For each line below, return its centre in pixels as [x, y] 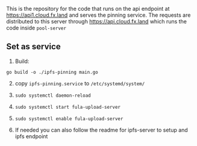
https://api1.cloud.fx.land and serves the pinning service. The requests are [98, 15]
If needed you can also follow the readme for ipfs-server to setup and [101, 130]
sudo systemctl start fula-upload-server [67, 107]
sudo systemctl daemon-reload [53, 96]
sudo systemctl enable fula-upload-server [69, 119]
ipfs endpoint [31, 136]
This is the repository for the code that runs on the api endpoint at [88, 9]
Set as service [34, 47]
